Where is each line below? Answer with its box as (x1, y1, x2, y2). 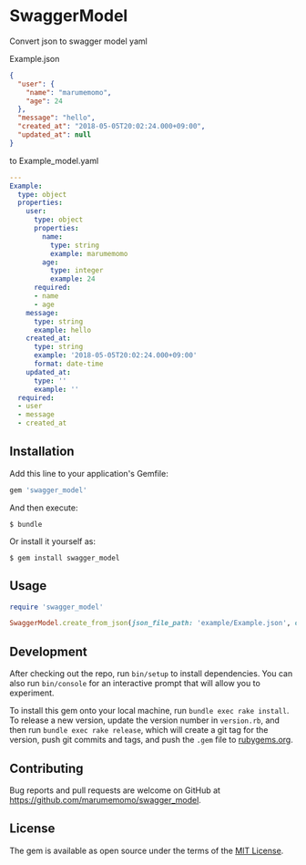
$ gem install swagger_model (9, 553, 120, 562)
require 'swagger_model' (9, 602, 104, 612)
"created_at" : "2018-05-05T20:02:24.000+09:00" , (17, 122, 206, 131)
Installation (9, 444, 75, 459)
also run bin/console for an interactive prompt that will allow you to (9, 678, 261, 689)
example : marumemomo (49, 249, 128, 258)
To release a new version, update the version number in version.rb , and (9, 715, 280, 726)
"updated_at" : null (17, 130, 92, 139)
